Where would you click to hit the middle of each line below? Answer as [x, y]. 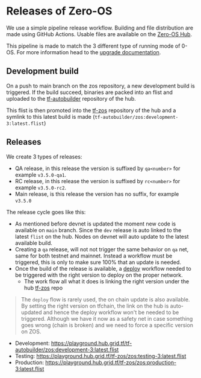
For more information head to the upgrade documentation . [89, 52]
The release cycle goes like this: [46, 212]
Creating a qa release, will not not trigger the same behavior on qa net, [102, 249]
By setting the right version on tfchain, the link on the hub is [95, 306]
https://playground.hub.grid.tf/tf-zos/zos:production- [110, 362]
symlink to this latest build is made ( [51, 116]
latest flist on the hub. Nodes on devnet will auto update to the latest [102, 236]
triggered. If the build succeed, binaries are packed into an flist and [90, 92]
